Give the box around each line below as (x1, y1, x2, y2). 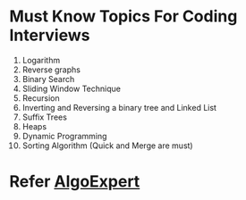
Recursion (21, 92, 60, 104)
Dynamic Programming (21, 130, 107, 141)
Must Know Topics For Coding (9, 6, 238, 27)
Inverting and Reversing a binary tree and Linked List (21, 102, 217, 112)
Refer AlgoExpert (9, 171, 140, 192)
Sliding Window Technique (21, 83, 121, 94)
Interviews (9, 25, 90, 46)
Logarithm (21, 54, 61, 65)
